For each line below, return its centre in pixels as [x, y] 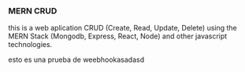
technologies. [30, 45]
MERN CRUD [33, 11]
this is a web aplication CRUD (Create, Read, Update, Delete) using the [123, 28]
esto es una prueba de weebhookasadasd [76, 59]
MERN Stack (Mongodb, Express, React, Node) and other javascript [118, 36]
